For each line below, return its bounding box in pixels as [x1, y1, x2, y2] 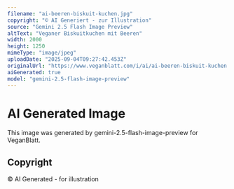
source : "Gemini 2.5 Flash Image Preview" [7, 23, 133, 30]
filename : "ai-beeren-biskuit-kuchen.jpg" [7, 10, 133, 17]
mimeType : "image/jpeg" [7, 50, 77, 57]
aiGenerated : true [7, 69, 61, 76]
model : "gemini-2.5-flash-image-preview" [7, 75, 130, 83]
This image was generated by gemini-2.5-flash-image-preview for [7, 129, 198, 137]
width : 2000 [7, 36, 42, 43]
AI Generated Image [7, 106, 126, 121]
